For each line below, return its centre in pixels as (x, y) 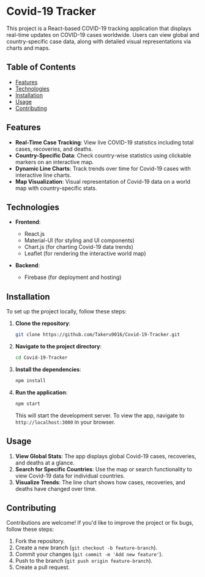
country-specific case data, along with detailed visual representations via (99, 41)
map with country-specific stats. (56, 188)
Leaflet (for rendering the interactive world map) (85, 254)
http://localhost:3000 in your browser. (65, 422)
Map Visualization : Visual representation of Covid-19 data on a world (103, 181)
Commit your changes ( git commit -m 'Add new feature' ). (89, 554)
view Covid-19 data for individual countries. (70, 476)
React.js (34, 234)
